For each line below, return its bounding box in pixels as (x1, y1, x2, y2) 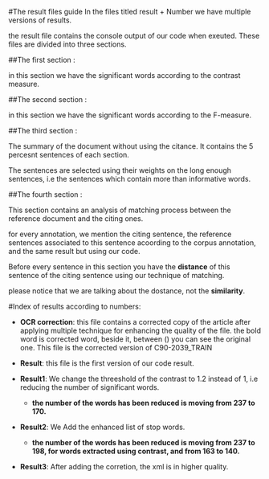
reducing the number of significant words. (19, 383, 160, 392)
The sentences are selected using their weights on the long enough (8, 166, 231, 175)
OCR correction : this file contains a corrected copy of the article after (19, 317, 251, 326)
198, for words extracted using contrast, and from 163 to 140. (31, 446, 240, 456)
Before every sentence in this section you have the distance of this (8, 262, 230, 272)
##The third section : (8, 126, 78, 135)
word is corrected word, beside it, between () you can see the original (19, 334, 251, 344)
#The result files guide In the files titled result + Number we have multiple (8, 7, 251, 16)
